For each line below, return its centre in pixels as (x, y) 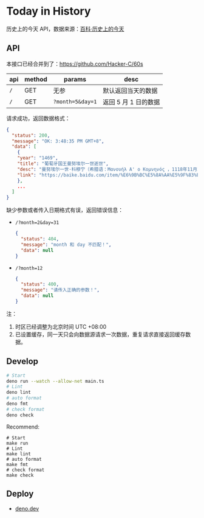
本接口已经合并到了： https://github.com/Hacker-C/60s (75, 64)
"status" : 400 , (40, 284)
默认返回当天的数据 (130, 91)
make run (17, 443)
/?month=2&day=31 (37, 223)
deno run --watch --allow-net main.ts (55, 381)
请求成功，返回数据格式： (38, 118)
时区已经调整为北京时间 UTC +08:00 (61, 326)
